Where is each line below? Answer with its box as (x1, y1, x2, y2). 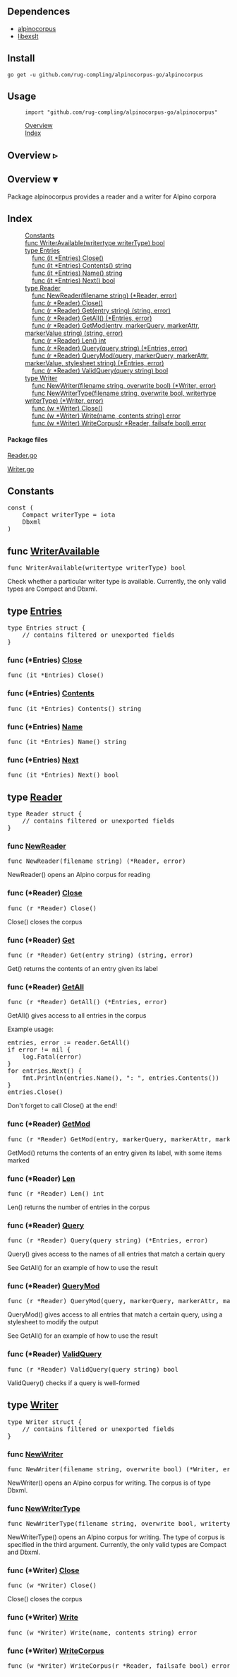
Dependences (7, 6, 71, 18)
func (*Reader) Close (7, 888, 83, 898)
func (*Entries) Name (7, 722, 83, 731)
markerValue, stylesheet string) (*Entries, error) (25, 359, 164, 367)
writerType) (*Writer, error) (25, 396, 104, 405)
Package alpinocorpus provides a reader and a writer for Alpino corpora (7, 192, 217, 201)
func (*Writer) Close (7, 1565, 80, 1575)
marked (7, 1155, 30, 1165)
